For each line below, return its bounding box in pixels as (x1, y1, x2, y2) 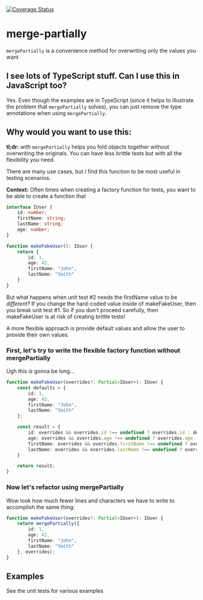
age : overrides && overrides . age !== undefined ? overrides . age (28, 435, 193, 441)
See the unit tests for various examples (6, 587, 104, 595)
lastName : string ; (17, 221, 63, 227)
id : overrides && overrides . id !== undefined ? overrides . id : (28, 430, 190, 436)
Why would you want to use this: (6, 127, 132, 138)
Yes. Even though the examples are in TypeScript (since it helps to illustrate (6, 96, 194, 104)
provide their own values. (6, 331, 69, 338)
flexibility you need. (6, 156, 56, 163)
